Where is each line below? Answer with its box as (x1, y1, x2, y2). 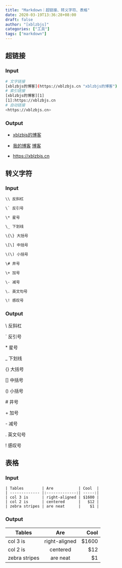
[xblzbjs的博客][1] (5, 93, 44, 98)
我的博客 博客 (12, 143, 41, 149)
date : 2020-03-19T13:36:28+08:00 (5, 12, 77, 17)
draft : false (5, 17, 33, 22)
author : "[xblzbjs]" (5, 22, 50, 27)
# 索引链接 (5, 88, 26, 94)
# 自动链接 (5, 103, 26, 108)
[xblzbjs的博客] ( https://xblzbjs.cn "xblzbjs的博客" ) (5, 83, 117, 89)
